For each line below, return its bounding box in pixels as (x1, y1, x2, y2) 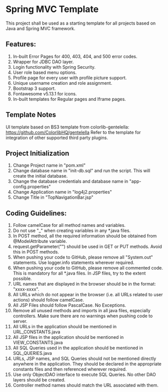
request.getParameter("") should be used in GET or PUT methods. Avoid (12, 243, 162, 249)
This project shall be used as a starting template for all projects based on (5, 20, 156, 26)
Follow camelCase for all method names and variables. (12, 222, 126, 228)
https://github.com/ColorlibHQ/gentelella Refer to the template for (5, 129, 141, 135)
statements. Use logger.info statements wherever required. (12, 259, 134, 266)
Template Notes (5, 110, 56, 119)
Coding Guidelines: (5, 209, 67, 217)
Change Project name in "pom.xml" (12, 162, 86, 169)
